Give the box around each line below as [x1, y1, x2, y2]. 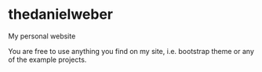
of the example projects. [8, 55, 87, 64]
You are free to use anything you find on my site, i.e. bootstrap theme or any [8, 46, 255, 56]
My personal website [8, 31, 76, 41]
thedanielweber [8, 5, 114, 23]
